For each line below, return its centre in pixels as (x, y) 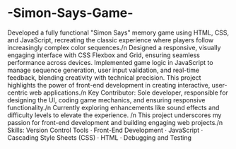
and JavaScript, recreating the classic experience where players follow (111, 40)
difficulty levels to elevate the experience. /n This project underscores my (114, 115)
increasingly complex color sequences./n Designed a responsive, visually (114, 47)
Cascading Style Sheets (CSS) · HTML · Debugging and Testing (100, 137)
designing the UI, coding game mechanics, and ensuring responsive (106, 100)
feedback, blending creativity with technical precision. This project (104, 77)
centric (18, 93)
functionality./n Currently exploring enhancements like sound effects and (113, 107)
